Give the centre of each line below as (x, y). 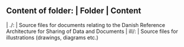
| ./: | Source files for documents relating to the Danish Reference (86, 25)
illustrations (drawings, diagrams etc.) (53, 37)
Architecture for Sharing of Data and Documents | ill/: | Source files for (92, 31)
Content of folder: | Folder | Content (74, 11)
